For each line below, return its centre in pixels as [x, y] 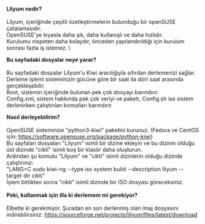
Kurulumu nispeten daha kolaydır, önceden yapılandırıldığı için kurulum [96, 41]
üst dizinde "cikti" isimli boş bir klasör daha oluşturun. [74, 150]
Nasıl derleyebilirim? [33, 117]
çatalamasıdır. [24, 28]
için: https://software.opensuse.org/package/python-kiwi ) [80, 136]
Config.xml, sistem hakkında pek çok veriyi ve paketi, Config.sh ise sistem [100, 99]
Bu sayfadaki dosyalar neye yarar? [52, 60]
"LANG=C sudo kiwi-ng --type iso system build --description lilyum [92, 169]
